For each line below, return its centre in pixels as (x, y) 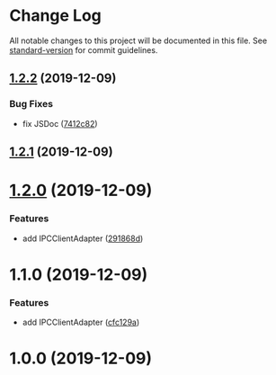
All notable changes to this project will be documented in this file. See (138, 40)
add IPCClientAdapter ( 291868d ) (83, 238)
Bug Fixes (31, 104)
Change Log (55, 16)
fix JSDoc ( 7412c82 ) (60, 123)
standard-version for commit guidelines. (84, 49)
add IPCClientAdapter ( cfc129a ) (81, 322)
